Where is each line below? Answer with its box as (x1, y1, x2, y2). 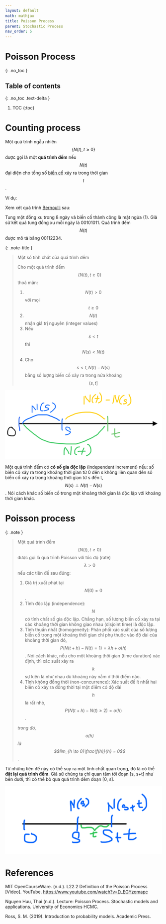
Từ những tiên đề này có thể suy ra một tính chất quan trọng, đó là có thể (5, 765, 155, 771)
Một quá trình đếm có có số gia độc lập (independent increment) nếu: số (5, 464, 154, 470)
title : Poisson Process (5, 18, 55, 23)
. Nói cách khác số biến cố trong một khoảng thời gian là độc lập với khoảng (5, 490, 161, 496)
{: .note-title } (5, 244, 33, 251)
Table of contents (5, 82, 61, 91)
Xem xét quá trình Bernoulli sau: (5, 205, 71, 210)
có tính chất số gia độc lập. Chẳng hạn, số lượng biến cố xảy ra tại (24, 616, 160, 622)
